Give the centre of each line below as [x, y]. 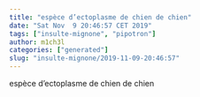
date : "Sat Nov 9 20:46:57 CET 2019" [81, 26]
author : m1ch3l [37, 42]
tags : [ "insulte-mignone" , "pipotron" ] [83, 34]
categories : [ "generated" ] [59, 50]
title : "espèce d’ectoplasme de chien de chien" [100, 17]
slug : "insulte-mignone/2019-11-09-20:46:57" [94, 58]
